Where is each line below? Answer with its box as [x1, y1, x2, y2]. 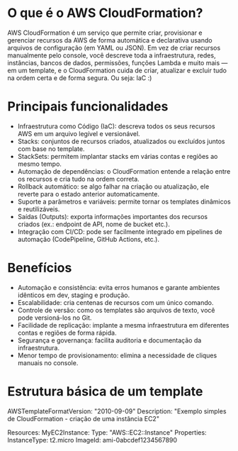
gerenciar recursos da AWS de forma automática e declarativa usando [7, 35, 212, 44]
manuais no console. [17, 358, 79, 367]
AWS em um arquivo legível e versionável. [17, 129, 140, 138]
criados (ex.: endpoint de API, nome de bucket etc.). [17, 220, 170, 228]
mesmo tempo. [17, 160, 62, 168]
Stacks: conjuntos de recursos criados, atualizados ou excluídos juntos [17, 137, 225, 145]
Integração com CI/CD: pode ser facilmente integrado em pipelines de [17, 227, 222, 235]
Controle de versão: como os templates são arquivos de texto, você [17, 306, 215, 314]
